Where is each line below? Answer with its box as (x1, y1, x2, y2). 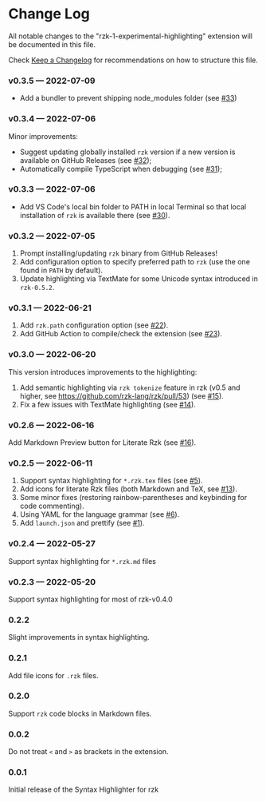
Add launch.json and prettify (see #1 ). (19, 518, 145, 528)
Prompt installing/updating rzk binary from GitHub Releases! (19, 248, 217, 258)
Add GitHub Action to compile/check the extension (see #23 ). (19, 329, 223, 339)
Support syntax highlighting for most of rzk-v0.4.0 (8, 594, 173, 604)
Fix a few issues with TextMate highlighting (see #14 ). (19, 399, 197, 409)
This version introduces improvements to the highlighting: (8, 367, 198, 376)
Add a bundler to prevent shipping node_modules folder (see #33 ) (19, 93, 237, 103)
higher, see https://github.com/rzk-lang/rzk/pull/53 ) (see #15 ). (19, 391, 225, 400)
